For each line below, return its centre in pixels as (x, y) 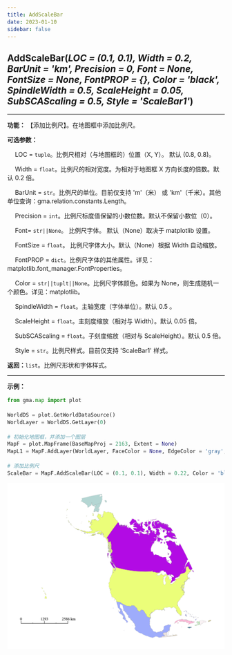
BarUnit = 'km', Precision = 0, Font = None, (100, 69)
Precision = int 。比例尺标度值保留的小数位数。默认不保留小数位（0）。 (115, 216)
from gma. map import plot (44, 401)
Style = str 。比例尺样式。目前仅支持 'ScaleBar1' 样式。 (93, 351)
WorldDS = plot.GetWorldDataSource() (61, 415)
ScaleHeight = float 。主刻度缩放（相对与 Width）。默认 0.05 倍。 (108, 321)
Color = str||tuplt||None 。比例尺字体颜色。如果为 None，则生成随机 (114, 283)
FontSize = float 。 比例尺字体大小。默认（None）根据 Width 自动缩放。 (118, 245)
